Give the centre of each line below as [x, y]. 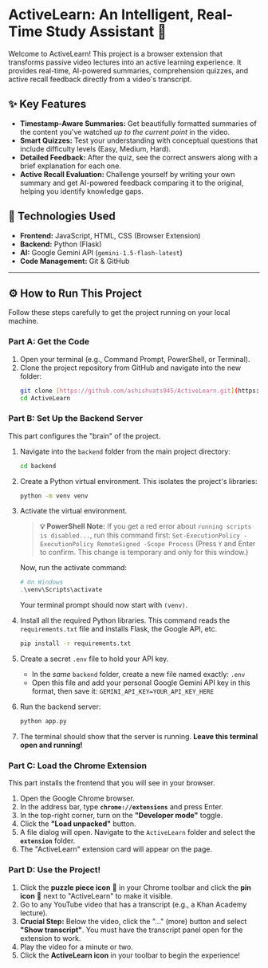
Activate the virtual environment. [73, 511]
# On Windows [41, 582]
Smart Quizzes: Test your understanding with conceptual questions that [138, 140]
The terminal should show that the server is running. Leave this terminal [139, 736]
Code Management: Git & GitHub [75, 261]
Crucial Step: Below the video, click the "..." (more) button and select [133, 921]
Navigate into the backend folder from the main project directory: [125, 451]
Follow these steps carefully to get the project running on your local [119, 313]
